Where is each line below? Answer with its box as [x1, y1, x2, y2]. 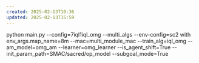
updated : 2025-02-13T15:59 [6, 14, 75, 20]
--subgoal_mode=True [112, 50, 169, 57]
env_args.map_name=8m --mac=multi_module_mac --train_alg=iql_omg [6, 37, 187, 44]
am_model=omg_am [6, 43, 57, 51]
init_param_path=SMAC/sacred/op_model [6, 50, 111, 57]
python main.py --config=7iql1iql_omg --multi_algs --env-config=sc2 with [6, 31, 191, 38]
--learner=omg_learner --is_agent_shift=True [58, 43, 171, 51]
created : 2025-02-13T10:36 [6, 8, 75, 15]
